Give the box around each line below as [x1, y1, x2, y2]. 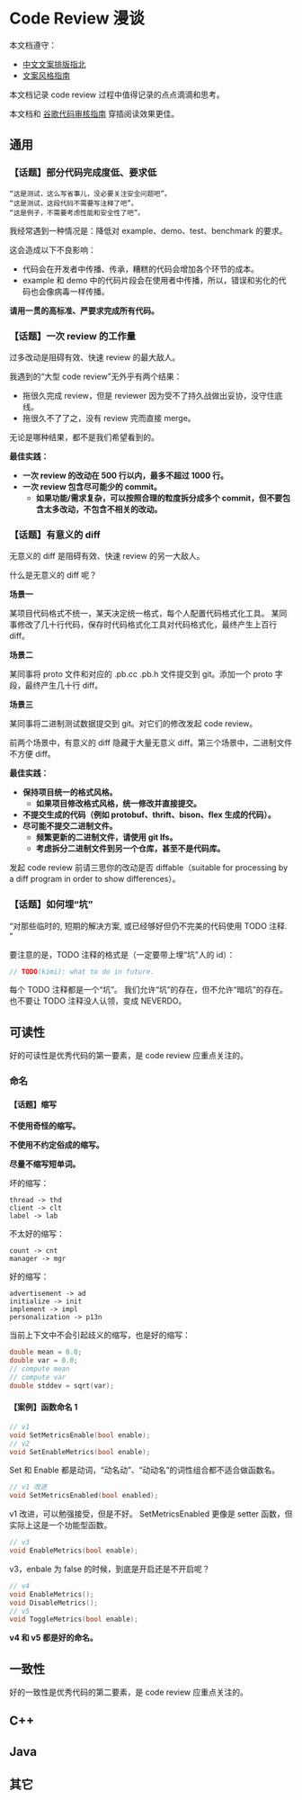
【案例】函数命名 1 [9, 1401, 78, 1413]
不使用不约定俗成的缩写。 [9, 1139, 104, 1150]
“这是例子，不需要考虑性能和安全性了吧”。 [9, 208, 146, 217]
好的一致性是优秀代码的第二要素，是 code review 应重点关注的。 [9, 1687, 249, 1697]
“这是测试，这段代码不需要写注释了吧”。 [9, 199, 138, 208]
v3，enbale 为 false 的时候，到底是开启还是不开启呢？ [9, 1563, 210, 1574]
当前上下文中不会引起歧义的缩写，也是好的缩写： [9, 1329, 191, 1341]
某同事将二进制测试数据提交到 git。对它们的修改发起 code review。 [9, 718, 258, 729]
